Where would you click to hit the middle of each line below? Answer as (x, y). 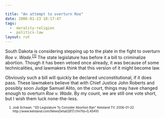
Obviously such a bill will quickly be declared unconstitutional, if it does (79, 77)
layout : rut (17, 37)
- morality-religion (32, 28)
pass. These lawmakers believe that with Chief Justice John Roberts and (80, 83)
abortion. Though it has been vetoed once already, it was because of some (82, 62)
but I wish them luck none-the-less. (42, 98)
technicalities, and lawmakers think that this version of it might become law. (83, 68)
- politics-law (26, 33)
